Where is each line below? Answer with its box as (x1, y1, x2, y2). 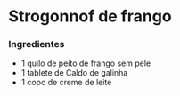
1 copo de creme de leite (20, 77, 112, 88)
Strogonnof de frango (8, 6, 172, 27)
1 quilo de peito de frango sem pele (20, 58, 151, 68)
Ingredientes (8, 38, 65, 51)
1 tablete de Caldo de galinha (20, 68, 128, 78)
